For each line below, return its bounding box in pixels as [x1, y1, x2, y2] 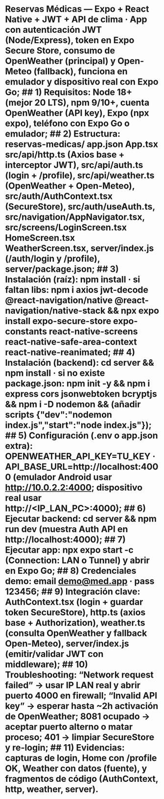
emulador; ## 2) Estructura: [5, 128, 121, 140]
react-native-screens [48, 326, 138, 337]
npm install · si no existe [5, 368, 105, 379]
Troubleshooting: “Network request [5, 669, 154, 681]
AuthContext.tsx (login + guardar [5, 596, 143, 608]
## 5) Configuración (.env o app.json [5, 430, 158, 441]
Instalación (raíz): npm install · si [5, 274, 141, 285]
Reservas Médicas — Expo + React [5, 3, 149, 15]
